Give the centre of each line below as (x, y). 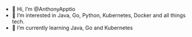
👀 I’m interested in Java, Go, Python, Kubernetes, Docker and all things (99, 15)
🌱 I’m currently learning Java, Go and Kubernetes (72, 28)
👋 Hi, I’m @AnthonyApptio (44, 9)
